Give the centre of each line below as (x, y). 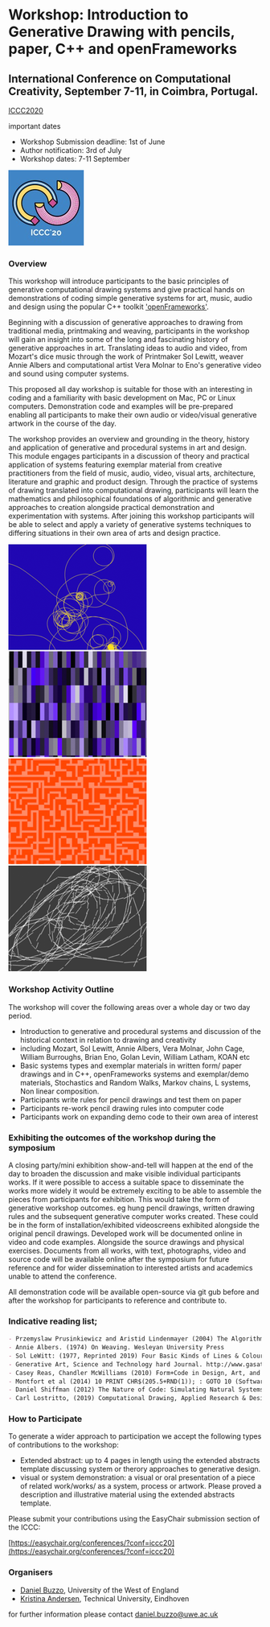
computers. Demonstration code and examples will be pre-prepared (121, 406)
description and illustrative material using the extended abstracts (127, 1495)
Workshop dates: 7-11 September (75, 159)
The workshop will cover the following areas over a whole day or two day (129, 1007)
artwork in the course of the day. (62, 423)
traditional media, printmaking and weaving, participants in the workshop (129, 331)
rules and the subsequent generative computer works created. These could (133, 1216)
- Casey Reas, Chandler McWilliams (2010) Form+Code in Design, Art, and (135, 1373)
